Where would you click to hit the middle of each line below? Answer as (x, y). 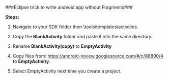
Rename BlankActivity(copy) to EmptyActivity (62, 46)
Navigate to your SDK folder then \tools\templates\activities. (75, 27)
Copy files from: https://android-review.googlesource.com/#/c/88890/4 (88, 56)
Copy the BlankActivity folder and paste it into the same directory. (82, 36)
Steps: (12, 17)
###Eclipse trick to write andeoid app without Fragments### (69, 7)
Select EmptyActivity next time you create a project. (67, 71)
